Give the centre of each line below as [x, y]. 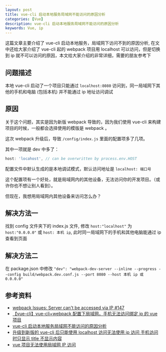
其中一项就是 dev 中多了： [32, 149]
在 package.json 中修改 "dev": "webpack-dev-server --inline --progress [81, 268]
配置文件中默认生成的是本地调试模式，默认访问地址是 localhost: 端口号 [78, 169]
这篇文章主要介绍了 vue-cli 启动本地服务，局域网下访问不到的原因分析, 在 [80, 43]
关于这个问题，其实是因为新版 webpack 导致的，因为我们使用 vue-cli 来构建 [83, 122]
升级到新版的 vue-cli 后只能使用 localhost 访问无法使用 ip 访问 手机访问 [85, 332]
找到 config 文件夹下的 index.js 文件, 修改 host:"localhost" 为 [69, 226]
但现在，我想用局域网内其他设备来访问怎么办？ [53, 196]
